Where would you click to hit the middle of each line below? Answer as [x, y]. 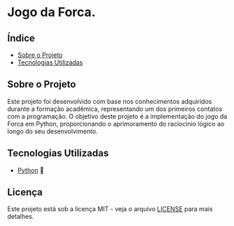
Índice [21, 38]
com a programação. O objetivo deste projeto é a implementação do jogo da [117, 116]
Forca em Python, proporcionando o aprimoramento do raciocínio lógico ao [116, 124]
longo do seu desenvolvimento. [53, 131]
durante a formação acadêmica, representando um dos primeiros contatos [115, 109]
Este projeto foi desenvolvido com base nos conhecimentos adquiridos [110, 101]
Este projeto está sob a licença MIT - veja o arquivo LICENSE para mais [110, 209]
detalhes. [21, 217]
